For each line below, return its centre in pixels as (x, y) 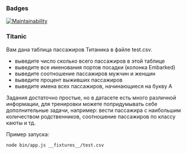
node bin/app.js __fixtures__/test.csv (55, 145)
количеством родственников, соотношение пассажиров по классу (91, 116)
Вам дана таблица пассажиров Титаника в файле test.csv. (79, 49)
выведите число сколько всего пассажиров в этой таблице (90, 61)
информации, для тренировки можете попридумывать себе (82, 104)
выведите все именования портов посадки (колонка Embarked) (95, 67)
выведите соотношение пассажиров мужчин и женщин (85, 73)
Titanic (17, 37)
